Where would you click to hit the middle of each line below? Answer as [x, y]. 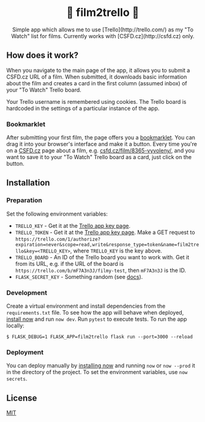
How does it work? [43, 56]
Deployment [25, 352]
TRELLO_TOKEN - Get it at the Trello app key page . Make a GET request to [105, 232]
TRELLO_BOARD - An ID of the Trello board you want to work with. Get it [102, 257]
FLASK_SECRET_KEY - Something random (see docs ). [79, 276]
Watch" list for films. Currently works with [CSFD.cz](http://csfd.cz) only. [103, 36]
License [22, 398]
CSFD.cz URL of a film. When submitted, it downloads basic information [97, 77]
